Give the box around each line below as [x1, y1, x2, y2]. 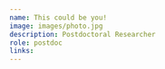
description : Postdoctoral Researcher [9, 30, 156, 39]
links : [9, 47, 34, 56]
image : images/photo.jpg [9, 22, 103, 30]
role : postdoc [9, 38, 63, 47]
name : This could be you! [9, 13, 107, 22]
